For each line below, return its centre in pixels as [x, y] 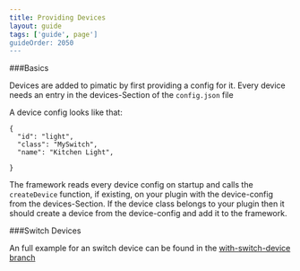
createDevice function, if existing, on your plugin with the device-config [141, 195]
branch [22, 258]
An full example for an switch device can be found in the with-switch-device [150, 249]
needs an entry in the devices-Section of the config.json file [122, 95]
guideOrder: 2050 [42, 43]
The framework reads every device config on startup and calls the [131, 185]
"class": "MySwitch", [58, 144]
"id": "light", [46, 137]
